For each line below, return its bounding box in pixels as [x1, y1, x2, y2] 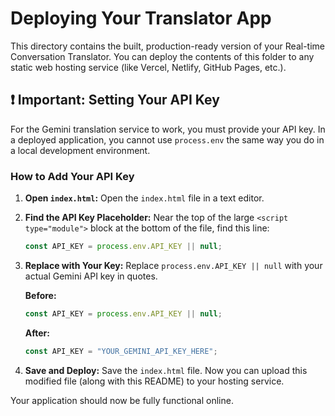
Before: [24, 289, 57, 301]
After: [24, 327, 50, 339]
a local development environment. [10, 144, 151, 156]
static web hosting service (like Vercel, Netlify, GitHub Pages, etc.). [10, 61, 287, 73]
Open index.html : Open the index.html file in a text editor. [24, 192, 265, 204]
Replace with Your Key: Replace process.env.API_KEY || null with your [24, 259, 323, 271]
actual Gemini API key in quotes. [24, 270, 158, 282]
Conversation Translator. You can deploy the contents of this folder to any [10, 50, 315, 62]
